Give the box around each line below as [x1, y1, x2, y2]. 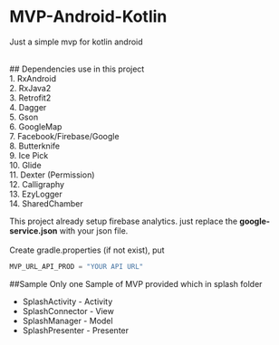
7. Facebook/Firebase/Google [9, 130, 120, 141]
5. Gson [9, 111, 39, 122]
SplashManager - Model [22, 315, 113, 326]
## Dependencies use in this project [9, 63, 145, 74]
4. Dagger [9, 101, 47, 112]
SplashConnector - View [22, 305, 115, 316]
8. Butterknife [9, 140, 61, 151]
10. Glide [9, 159, 43, 170]
